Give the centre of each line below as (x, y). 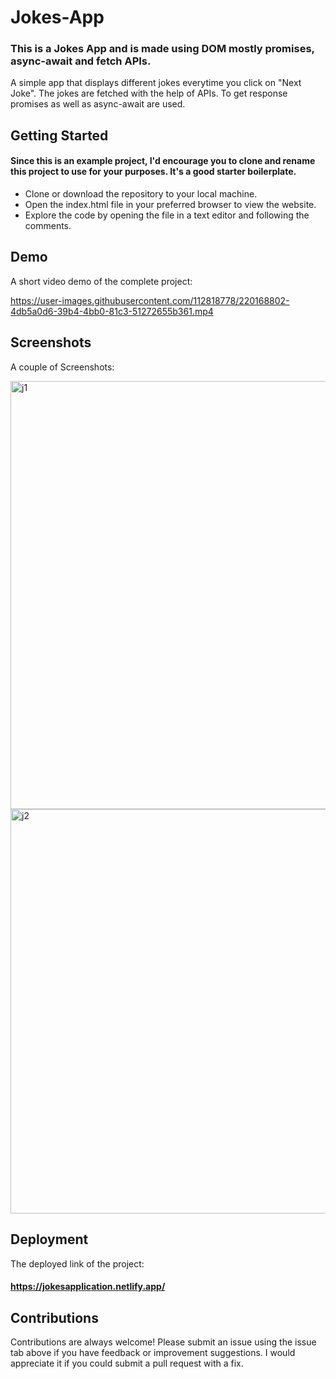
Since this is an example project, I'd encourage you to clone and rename (163, 161)
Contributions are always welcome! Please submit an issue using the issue (163, 1342)
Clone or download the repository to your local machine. (141, 194)
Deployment (49, 1239)
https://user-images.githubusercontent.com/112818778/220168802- (150, 300)
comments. (48, 226)
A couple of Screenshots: (62, 367)
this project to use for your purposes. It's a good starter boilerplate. (153, 172)
